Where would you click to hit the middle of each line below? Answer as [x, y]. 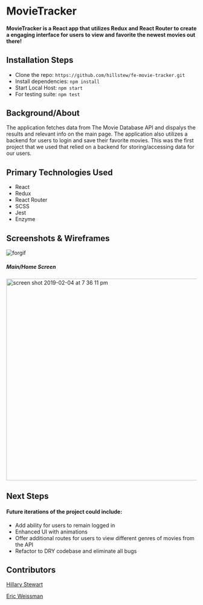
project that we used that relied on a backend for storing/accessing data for [100, 147]
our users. [19, 153]
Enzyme [25, 219]
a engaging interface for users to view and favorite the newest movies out [101, 35]
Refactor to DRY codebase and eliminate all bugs [76, 551]
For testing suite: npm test [47, 94]
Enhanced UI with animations [51, 532]
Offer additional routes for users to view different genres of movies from [105, 538]
